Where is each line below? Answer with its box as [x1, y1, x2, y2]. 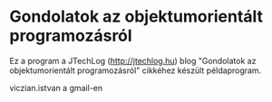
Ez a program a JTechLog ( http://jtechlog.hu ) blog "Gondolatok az [9, 55, 257, 66]
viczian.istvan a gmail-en [9, 82, 103, 93]
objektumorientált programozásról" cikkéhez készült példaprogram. [9, 65, 262, 76]
